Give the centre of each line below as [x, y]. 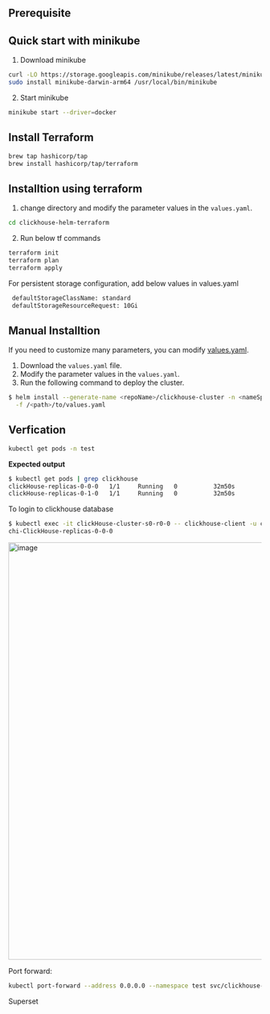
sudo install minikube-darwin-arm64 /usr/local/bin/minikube [113, 83]
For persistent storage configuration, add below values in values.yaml [124, 283]
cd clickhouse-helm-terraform [59, 223]
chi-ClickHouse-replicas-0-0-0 [61, 532]
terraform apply [35, 268]
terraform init [34, 253]
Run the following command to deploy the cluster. [102, 383]
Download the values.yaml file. [71, 366]
